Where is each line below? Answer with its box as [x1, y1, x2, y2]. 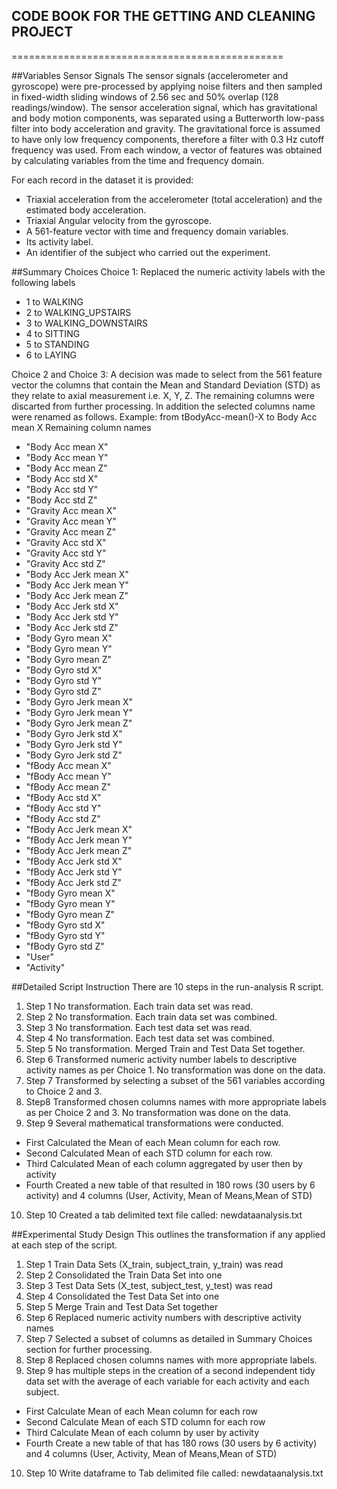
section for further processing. [25, 1343, 153, 1355]
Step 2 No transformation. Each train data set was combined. [25, 1010, 278, 1023]
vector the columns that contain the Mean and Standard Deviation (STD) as [11, 379, 321, 391]
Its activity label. [25, 235, 94, 248]
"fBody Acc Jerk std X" [25, 855, 123, 867]
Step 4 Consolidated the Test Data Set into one [25, 1290, 220, 1302]
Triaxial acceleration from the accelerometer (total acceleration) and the [25, 193, 323, 205]
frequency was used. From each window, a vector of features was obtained [11, 144, 323, 156]
